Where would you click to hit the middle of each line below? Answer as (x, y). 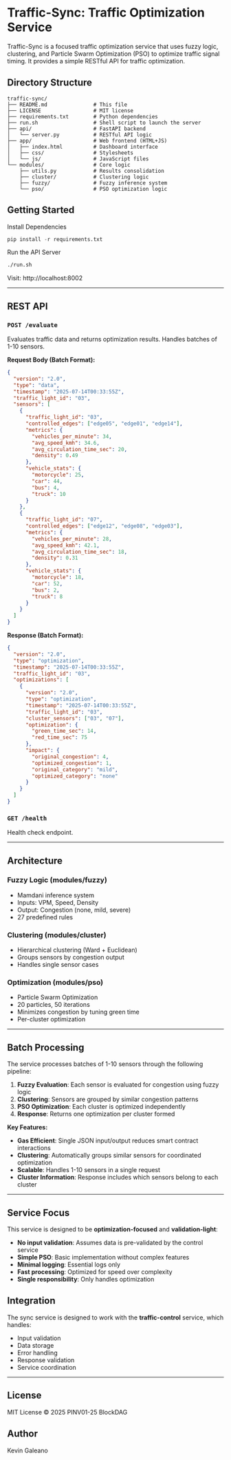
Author (22, 1434)
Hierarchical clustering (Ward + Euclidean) (77, 950)
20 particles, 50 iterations (54, 1005)
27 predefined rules (45, 917)
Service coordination (47, 1367)
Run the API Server (34, 252)
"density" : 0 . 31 (55, 558)
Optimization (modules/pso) (55, 983)
